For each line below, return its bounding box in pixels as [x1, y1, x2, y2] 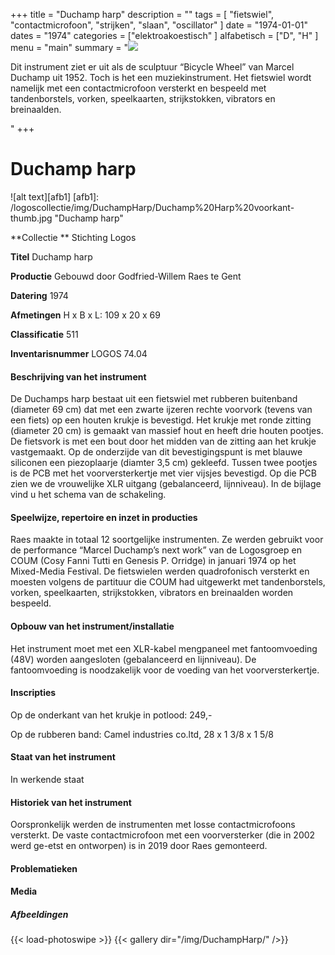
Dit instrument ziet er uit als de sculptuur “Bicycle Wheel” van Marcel [10, 61, 295, 73]
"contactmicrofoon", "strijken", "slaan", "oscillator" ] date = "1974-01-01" [10, 19, 308, 31]
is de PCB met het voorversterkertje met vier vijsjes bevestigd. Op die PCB [10, 467, 317, 479]
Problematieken [10, 862, 78, 874]
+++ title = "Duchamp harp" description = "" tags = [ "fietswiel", [10, 9, 275, 20]
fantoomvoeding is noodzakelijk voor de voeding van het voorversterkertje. [10, 664, 320, 676]
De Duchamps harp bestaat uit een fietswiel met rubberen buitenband [10, 393, 298, 405]
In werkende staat [10, 773, 85, 785]
